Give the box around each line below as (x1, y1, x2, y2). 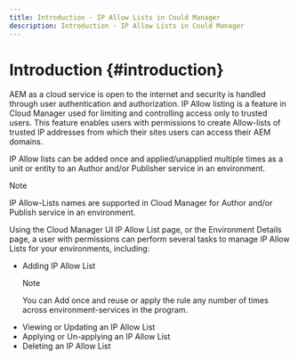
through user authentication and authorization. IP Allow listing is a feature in (9, 99, 287, 110)
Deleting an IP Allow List (21, 340, 111, 352)
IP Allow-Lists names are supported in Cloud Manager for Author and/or (9, 198, 273, 209)
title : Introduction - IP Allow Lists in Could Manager (9, 12, 221, 22)
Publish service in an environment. (9, 207, 136, 218)
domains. (9, 136, 44, 147)
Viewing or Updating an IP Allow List (21, 322, 156, 332)
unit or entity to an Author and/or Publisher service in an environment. (9, 163, 265, 174)
